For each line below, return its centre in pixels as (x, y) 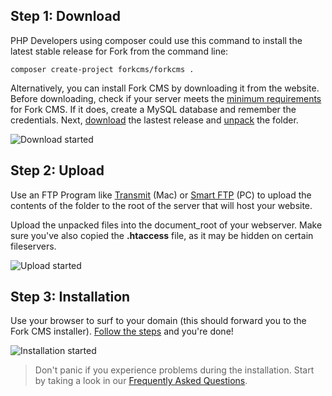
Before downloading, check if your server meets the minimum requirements (166, 98)
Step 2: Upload (57, 170)
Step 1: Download (65, 16)
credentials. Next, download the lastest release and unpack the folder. (154, 120)
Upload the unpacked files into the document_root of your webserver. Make (166, 225)
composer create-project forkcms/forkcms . (102, 69)
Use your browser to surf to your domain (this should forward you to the (158, 321)
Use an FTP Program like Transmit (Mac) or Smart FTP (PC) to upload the (161, 195)
